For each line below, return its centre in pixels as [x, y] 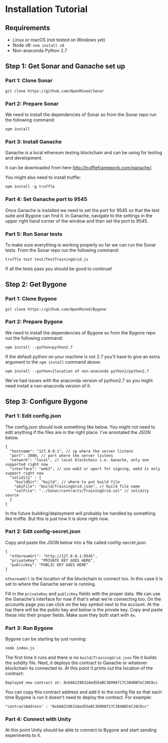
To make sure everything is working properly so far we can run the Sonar [81, 245]
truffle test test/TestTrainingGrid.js [47, 259]
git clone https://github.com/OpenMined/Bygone [56, 309]
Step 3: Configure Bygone [46, 402]
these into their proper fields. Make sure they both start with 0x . [71, 615]
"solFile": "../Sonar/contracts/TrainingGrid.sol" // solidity [82, 491]
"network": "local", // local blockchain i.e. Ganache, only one [79, 460]
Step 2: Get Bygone [36, 285]
